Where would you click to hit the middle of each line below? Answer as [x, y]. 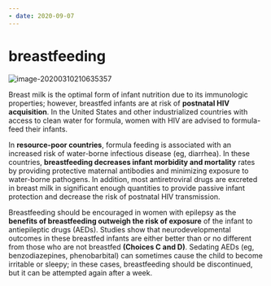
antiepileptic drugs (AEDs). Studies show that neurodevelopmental [120, 229]
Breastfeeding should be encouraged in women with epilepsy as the [122, 212]
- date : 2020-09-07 [42, 16]
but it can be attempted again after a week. [81, 272]
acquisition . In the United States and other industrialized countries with [128, 111]
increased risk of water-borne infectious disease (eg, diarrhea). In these [129, 153]
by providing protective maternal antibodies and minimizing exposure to [129, 171]
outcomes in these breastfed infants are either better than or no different [130, 238]
